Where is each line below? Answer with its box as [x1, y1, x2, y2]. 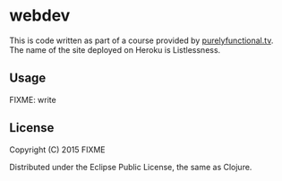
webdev [9, 5, 71, 26]
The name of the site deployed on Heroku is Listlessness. [9, 44, 221, 55]
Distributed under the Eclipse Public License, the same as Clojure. [9, 161, 252, 172]
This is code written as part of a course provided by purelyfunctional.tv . [9, 35, 274, 46]
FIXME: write [9, 94, 56, 105]
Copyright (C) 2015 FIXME [9, 144, 106, 155]
